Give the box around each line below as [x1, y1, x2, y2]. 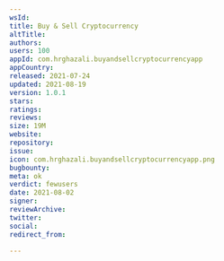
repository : [9, 138, 54, 147]
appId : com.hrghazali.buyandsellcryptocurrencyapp [9, 55, 203, 64]
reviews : [9, 113, 42, 122]
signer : [9, 196, 39, 206]
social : [9, 222, 39, 231]
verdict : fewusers [9, 180, 78, 189]
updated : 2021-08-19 [9, 80, 87, 89]
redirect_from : [9, 230, 67, 239]
